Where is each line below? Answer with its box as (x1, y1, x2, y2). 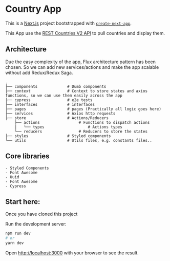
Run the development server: (5, 221, 67, 227)
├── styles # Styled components (5, 133, 111, 139)
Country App (5, 3, 61, 15)
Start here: (5, 197, 40, 206)
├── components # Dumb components (5, 84, 107, 89)
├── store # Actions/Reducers (5, 115, 109, 121)
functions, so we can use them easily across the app (5, 93, 123, 98)
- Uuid (5, 174, 19, 180)
